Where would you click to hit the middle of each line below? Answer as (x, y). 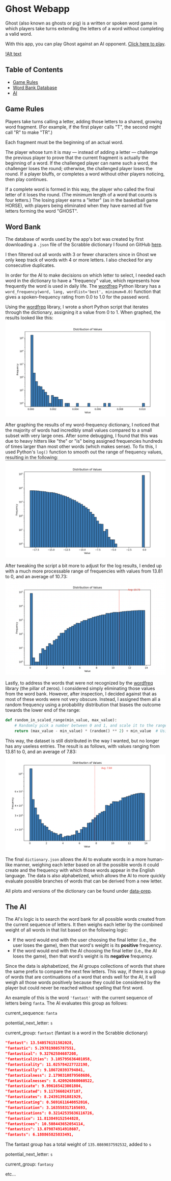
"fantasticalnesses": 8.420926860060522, (50, 1081)
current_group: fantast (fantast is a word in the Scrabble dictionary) (77, 1033)
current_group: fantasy (30, 1164)
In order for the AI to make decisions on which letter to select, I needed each (85, 275)
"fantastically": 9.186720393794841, (45, 1070)
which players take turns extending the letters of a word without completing (84, 28)
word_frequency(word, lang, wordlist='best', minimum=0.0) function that (83, 291)
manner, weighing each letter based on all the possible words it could (86, 865)
